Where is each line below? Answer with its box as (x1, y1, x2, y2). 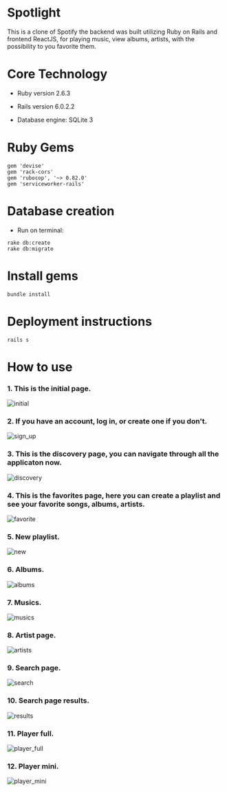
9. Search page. (7, 663, 61, 673)
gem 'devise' (7, 162, 45, 169)
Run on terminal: (17, 225, 64, 234)
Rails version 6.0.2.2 (17, 102, 75, 111)
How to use (7, 359, 73, 375)
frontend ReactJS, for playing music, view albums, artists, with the (7, 34, 195, 43)
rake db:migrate (7, 245, 54, 252)
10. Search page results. (7, 696, 89, 705)
